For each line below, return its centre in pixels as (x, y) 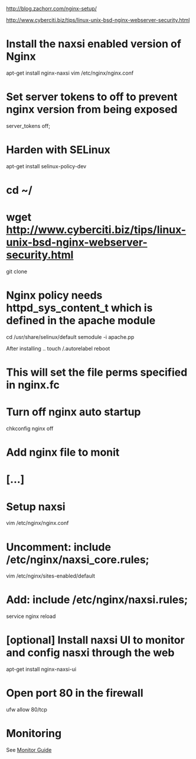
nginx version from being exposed (92, 110)
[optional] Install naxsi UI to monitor (95, 640)
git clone (17, 271)
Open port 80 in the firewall (75, 693)
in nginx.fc (33, 385)
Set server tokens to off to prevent (92, 97)
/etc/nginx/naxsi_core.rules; (78, 560)
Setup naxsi (36, 507)
